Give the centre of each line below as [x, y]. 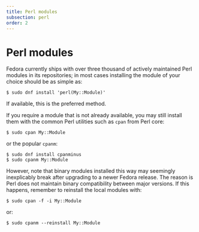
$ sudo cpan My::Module [36, 133]
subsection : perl [28, 17]
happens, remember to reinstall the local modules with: [74, 190]
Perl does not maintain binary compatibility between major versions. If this [98, 184]
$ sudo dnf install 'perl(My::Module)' [56, 93]
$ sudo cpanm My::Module [37, 160]
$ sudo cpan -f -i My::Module [44, 201]
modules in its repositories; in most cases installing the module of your [94, 75]
